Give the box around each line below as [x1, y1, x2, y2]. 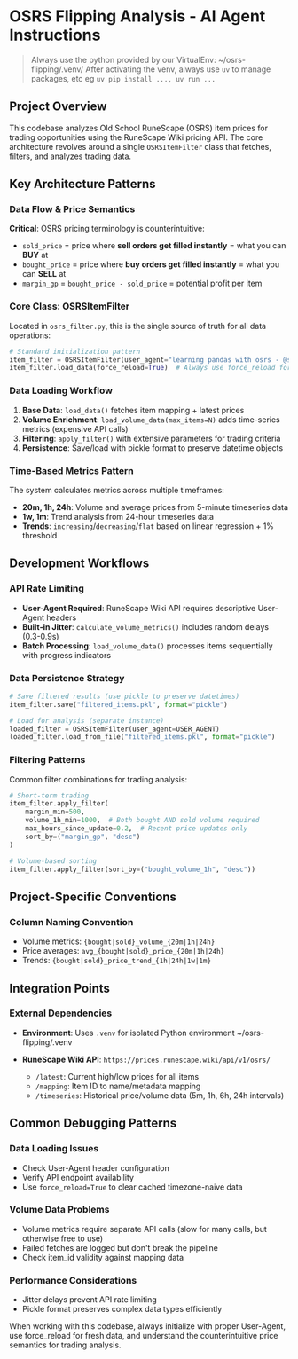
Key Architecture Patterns [9, 177, 157, 192]
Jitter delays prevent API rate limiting [21, 1294, 157, 1305]
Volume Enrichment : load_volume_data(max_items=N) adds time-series [21, 414, 281, 425]
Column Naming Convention [9, 915, 134, 928]
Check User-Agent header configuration [21, 1162, 170, 1173]
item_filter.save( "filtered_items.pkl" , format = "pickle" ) [9, 700, 228, 709]
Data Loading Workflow [9, 384, 114, 397]
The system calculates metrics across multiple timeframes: [9, 484, 224, 495]
